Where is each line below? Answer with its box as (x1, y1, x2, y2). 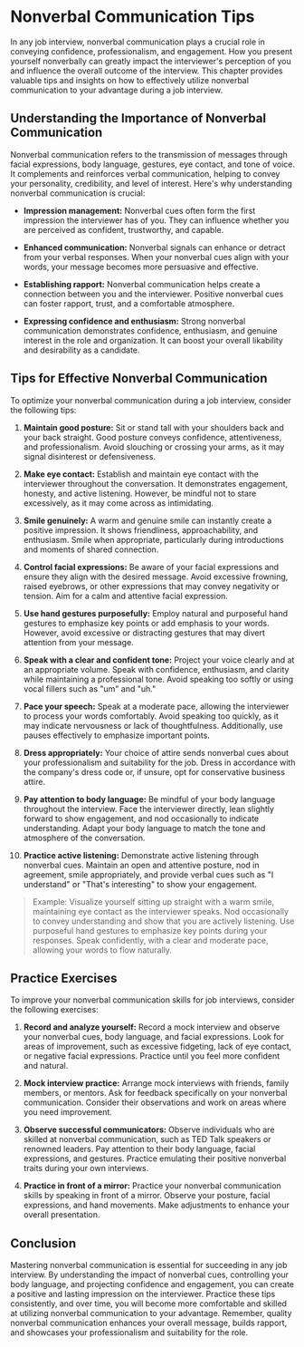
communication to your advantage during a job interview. (10, 84, 223, 95)
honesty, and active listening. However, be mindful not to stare (23, 488, 257, 499)
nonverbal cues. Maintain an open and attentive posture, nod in (23, 859, 261, 870)
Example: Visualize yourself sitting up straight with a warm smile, (32, 896, 275, 907)
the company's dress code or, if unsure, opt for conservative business (23, 766, 286, 777)
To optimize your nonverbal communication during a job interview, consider (10, 394, 292, 405)
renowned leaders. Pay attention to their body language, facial (23, 1144, 256, 1155)
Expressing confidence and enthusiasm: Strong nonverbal (23, 315, 246, 326)
